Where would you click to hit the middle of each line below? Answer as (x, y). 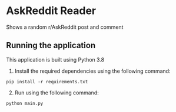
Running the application (51, 45)
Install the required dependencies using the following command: (92, 71)
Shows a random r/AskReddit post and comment (65, 27)
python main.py (25, 103)
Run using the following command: (57, 93)
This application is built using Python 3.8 (55, 59)
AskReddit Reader (51, 11)
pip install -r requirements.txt (47, 82)
